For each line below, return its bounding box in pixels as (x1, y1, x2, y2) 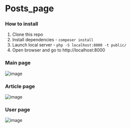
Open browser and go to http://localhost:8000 (12, 47, 105, 53)
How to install (5, 21, 38, 27)
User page (5, 106, 30, 113)
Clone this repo (12, 31, 43, 37)
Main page (5, 59, 31, 66)
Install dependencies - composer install (12, 37, 94, 43)
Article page (5, 83, 35, 90)
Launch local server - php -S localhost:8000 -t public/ (12, 42, 127, 48)
